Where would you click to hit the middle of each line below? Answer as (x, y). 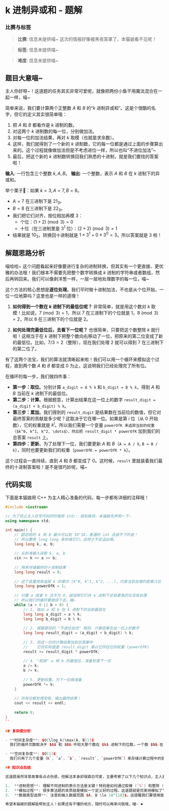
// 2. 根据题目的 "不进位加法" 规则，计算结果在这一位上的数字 (81, 628)
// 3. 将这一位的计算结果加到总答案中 (58, 642)
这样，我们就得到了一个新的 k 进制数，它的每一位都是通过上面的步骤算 (86, 144)
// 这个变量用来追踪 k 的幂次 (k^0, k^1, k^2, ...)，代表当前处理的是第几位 (88, 581)
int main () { (19, 530)
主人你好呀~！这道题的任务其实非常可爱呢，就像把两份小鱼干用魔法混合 (79, 91)
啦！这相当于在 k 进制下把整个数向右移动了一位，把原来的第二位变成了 (86, 336)
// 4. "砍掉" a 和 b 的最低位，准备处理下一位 (67, 661)
